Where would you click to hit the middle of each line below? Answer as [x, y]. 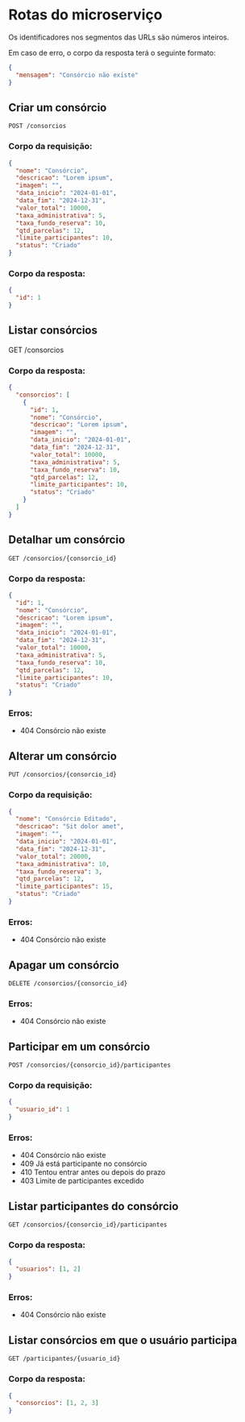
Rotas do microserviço [85, 15]
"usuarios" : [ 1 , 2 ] [48, 1269]
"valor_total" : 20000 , [54, 856]
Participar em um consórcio [79, 1046]
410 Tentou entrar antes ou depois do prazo [93, 1172]
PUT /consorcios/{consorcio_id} [62, 775]
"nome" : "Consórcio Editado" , [66, 819]
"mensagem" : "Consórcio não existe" [77, 75]
